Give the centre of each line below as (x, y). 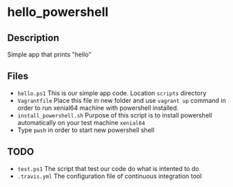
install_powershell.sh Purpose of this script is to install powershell (115, 115)
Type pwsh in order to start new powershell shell (86, 130)
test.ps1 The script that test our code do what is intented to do (108, 168)
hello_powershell (58, 12)
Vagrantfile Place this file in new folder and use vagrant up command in (122, 100)
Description (33, 38)
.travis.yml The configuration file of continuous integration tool (110, 176)
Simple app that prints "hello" (50, 54)
